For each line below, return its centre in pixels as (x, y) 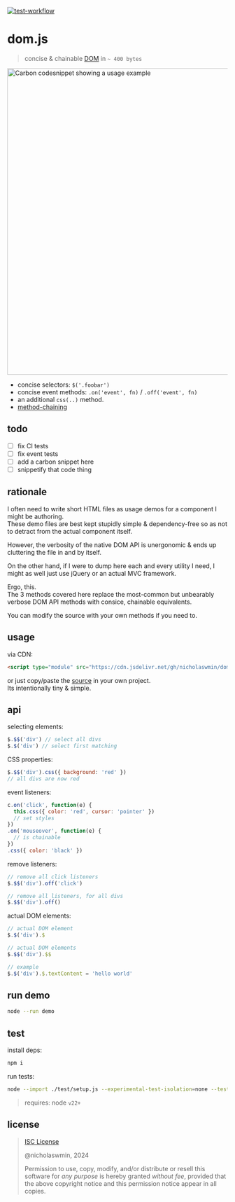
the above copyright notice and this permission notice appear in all (120, 1183)
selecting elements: (36, 727)
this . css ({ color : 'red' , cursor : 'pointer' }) (84, 811)
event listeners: (29, 792)
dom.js (28, 39)
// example (23, 967)
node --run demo (31, 1011)
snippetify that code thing (55, 469)
